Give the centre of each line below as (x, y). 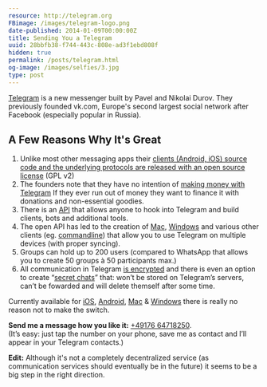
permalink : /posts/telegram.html (64, 61)
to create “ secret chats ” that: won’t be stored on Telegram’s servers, (132, 278)
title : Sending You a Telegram (60, 38)
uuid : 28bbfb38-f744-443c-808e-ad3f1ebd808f (83, 45)
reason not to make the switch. (59, 310)
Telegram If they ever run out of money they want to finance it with (129, 193)
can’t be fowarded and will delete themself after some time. (117, 286)
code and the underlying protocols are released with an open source (132, 168)
